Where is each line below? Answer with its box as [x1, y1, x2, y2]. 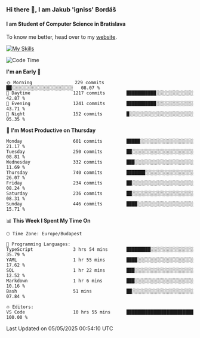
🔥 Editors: [6, 304, 34, 310]
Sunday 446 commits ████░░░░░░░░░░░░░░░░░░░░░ [6, 201, 194, 207]
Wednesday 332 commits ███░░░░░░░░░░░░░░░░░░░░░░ [6, 159, 194, 165]
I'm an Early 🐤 [6, 68, 41, 75]
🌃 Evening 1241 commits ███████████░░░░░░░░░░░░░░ [6, 101, 194, 107]
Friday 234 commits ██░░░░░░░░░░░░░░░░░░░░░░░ [6, 180, 194, 186]
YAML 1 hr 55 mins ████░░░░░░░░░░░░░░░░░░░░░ [6, 257, 194, 263]
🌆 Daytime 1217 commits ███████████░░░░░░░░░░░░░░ [6, 90, 194, 96]
